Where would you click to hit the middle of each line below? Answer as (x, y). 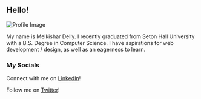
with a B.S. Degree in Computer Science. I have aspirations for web (90, 43)
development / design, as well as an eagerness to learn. (76, 49)
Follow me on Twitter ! (33, 90)
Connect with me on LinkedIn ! (44, 78)
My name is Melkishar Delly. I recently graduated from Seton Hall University (100, 36)
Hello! (18, 10)
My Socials (23, 65)
